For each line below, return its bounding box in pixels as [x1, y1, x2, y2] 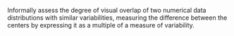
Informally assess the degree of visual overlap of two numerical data [7, 6, 207, 14]
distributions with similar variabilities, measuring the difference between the [7, 13, 228, 22]
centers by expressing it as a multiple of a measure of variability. [7, 21, 195, 29]
